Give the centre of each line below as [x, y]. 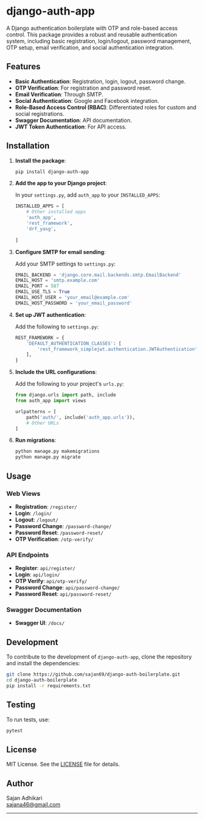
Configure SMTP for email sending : [60, 252]
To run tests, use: [28, 719]
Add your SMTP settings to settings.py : [65, 264]
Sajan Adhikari [24, 798]
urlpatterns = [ [36, 412]
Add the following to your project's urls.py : [70, 384]
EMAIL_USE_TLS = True [42, 292]
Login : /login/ [33, 513]
